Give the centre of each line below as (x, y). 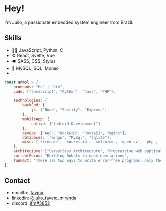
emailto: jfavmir (28, 193)
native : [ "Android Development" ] (65, 124)
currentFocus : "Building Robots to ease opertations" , (71, 156)
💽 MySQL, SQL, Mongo (35, 68)
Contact (17, 180)
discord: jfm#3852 (31, 203)
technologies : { (30, 101)
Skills (13, 38)
